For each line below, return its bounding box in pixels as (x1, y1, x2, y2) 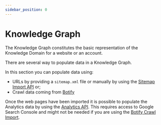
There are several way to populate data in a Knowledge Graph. (5, 60, 132, 65)
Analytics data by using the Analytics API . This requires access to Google (5, 104, 154, 110)
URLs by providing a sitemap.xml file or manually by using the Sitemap (12, 78, 155, 84)
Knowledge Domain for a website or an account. (5, 50, 103, 56)
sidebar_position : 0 (5, 7, 48, 12)
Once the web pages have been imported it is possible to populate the (5, 98, 148, 104)
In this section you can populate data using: (5, 69, 94, 75)
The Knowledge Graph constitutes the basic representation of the (5, 45, 138, 51)
